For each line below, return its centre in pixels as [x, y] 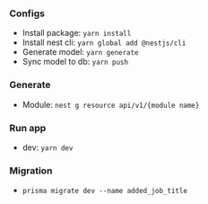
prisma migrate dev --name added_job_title [105, 191]
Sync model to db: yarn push [75, 62]
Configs [27, 13]
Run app [28, 128]
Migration [31, 171]
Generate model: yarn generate [80, 52]
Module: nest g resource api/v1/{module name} [111, 104]
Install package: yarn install [77, 33]
